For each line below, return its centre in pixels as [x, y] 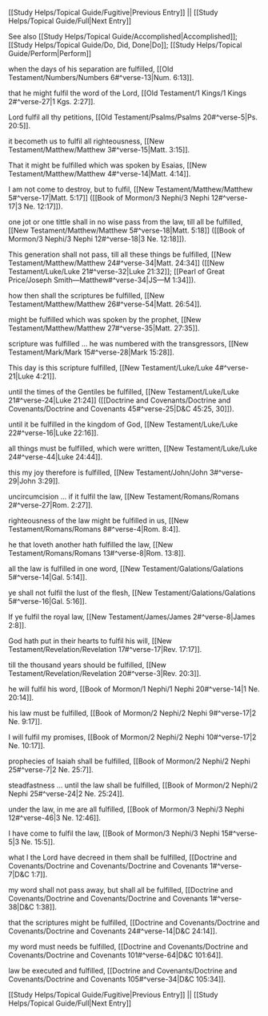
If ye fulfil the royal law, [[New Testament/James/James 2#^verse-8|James [132, 617]
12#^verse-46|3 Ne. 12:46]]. [55, 818]
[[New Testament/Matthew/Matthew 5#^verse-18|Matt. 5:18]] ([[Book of [127, 230]
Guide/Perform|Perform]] [50, 53]
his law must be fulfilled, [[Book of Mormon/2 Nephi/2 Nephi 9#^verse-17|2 [132, 713]
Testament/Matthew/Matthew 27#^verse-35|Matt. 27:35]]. [104, 328]
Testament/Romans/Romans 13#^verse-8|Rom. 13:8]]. [97, 553]
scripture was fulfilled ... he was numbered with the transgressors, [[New [129, 344]
